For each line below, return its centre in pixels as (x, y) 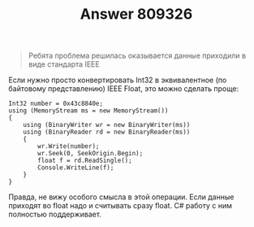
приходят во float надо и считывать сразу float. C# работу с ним (121, 206)
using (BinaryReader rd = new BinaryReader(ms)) (107, 132)
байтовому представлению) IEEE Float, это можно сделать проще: (124, 89)
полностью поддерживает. (55, 214)
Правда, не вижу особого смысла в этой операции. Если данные (121, 197)
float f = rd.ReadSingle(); (85, 161)
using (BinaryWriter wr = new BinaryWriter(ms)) (107, 125)
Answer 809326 (136, 14)
